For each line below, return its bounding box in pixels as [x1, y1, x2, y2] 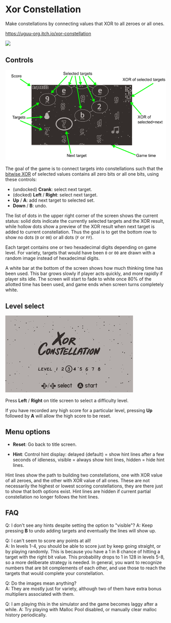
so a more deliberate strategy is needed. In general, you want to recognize [5, 559, 162, 565]
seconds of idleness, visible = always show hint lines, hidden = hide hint [12, 457, 165, 463]
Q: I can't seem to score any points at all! [5, 538, 91, 544]
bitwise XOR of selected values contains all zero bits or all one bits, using [5, 171, 159, 177]
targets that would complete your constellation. [5, 570, 105, 576]
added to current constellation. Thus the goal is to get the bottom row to [5, 229, 157, 235]
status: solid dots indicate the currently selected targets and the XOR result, [5, 218, 164, 224]
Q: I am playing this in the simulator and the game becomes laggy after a [5, 600, 158, 607]
